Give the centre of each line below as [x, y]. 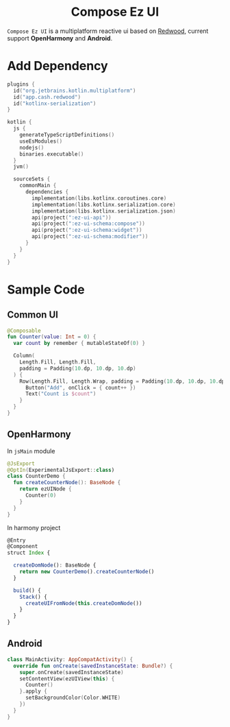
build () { [27, 591]
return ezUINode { [46, 489]
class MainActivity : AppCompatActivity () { [70, 659]
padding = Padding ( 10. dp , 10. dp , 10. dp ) [78, 368]
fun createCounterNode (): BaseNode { [67, 483]
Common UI [33, 315]
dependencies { [47, 192]
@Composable [24, 331]
